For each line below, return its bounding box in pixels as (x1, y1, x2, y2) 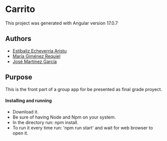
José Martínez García (12, 58, 57, 64)
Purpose (5, 73, 33, 81)
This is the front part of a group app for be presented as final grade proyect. (5, 86, 162, 92)
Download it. (12, 108, 39, 114)
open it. (12, 130, 29, 136)
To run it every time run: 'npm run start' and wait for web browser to (12, 124, 153, 130)
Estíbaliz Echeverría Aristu (12, 47, 67, 53)
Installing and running (5, 97, 52, 103)
